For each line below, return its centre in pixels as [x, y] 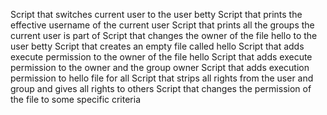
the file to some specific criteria [76, 99]
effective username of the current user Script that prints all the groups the [162, 25]
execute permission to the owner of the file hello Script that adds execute [161, 57]
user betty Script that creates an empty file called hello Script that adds [157, 46]
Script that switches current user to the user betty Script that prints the [156, 14]
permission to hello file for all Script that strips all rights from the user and [162, 78]
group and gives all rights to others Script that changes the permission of [161, 88]
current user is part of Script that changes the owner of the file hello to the [164, 35]
